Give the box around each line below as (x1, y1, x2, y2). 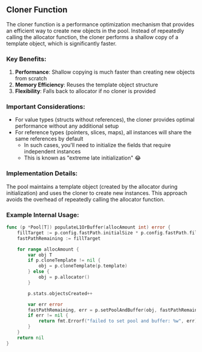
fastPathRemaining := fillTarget (17, 235, 101, 242)
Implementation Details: (6, 169, 78, 177)
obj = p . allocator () (38, 274, 90, 280)
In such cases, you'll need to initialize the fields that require (23, 142, 171, 149)
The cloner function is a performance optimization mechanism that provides (6, 20, 194, 28)
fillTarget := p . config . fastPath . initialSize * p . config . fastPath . (17, 230, 189, 236)
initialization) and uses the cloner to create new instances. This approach (6, 189, 188, 197)
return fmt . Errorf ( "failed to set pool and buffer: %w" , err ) (38, 318, 198, 324)
